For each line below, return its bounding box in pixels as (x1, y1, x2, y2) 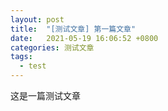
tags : (10, 52, 33, 62)
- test (19, 61, 47, 71)
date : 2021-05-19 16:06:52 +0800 (10, 33, 159, 43)
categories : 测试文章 (10, 42, 95, 53)
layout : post (10, 14, 65, 25)
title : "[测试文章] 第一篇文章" (10, 24, 137, 34)
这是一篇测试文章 (10, 90, 81, 101)
